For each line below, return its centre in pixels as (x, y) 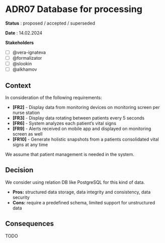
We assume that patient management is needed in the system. (70, 154)
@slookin (22, 64)
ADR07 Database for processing (74, 9)
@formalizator (27, 58)
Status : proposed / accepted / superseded (50, 23)
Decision (19, 170)
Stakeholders (20, 42)
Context (18, 86)
